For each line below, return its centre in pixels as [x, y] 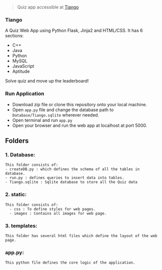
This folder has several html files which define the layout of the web [81, 236]
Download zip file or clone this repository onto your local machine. [80, 104]
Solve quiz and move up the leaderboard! [47, 81]
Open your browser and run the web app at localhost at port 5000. [80, 125]
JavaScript [23, 66]
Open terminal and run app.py [42, 120]
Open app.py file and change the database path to [63, 110]
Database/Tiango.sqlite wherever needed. [56, 115]
